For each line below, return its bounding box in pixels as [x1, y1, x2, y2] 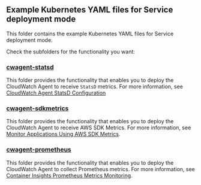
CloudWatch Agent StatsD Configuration [6, 89, 106, 96]
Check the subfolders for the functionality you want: [6, 48, 135, 55]
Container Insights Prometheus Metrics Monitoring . [6, 172, 133, 179]
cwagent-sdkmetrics [6, 104, 69, 113]
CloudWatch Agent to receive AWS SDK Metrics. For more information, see [6, 124, 191, 131]
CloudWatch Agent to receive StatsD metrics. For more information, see [6, 83, 183, 90]
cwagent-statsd [6, 63, 54, 71]
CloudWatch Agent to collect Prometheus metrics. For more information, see [6, 165, 195, 172]
